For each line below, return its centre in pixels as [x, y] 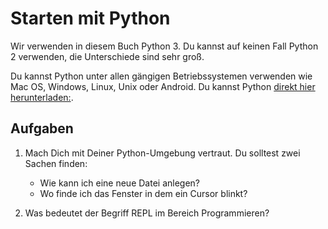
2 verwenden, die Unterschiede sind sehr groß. [107, 56]
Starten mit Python [90, 18]
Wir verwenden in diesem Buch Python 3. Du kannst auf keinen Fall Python [164, 46]
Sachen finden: [56, 163]
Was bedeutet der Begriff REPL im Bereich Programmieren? [147, 213]
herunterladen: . [42, 97]
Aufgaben [42, 128]
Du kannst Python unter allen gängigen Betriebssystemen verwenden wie [161, 76]
